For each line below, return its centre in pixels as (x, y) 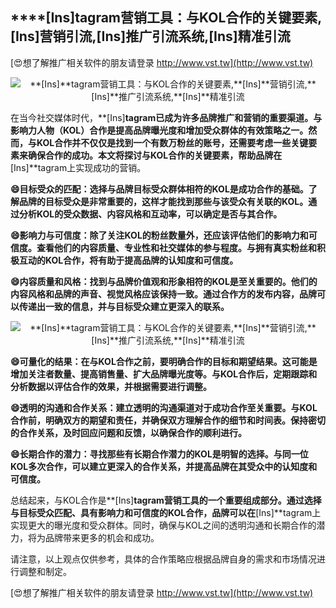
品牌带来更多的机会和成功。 (102, 537)
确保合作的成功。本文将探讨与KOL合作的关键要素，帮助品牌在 (155, 155)
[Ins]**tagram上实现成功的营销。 (78, 167)
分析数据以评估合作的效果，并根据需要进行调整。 (111, 386)
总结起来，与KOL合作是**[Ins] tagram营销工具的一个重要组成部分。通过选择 (166, 500)
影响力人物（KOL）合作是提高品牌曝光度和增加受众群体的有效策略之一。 (159, 130)
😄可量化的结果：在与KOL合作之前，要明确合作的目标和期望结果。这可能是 (164, 361)
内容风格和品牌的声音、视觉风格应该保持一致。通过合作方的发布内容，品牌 (163, 294)
